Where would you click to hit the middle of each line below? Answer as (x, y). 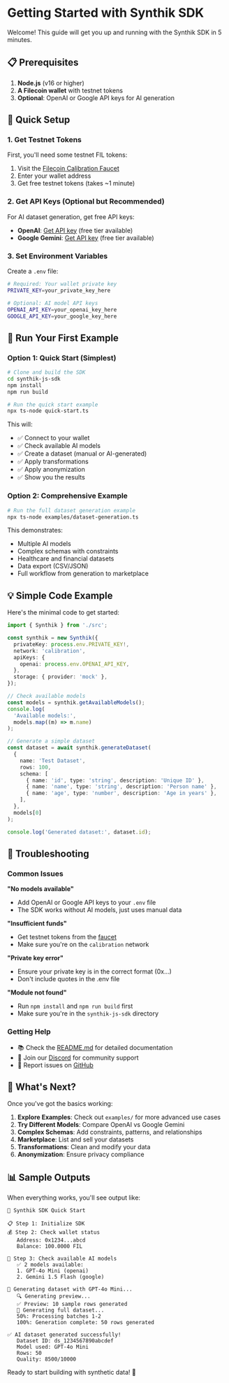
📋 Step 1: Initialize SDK (46, 1224)
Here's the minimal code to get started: (64, 612)
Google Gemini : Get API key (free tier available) (86, 238)
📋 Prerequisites (43, 63)
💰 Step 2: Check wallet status (53, 1233)
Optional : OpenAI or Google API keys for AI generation (96, 98)
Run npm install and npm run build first (75, 1006)
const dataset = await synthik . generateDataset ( (79, 748)
